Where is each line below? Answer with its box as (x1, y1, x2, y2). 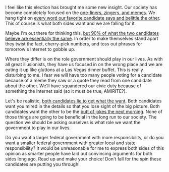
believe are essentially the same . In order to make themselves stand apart (5, 35, 158, 41)
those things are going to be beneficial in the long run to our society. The (5, 114, 157, 120)
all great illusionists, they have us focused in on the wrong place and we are (5, 62, 163, 67)
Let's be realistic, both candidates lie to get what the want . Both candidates (5, 98, 162, 104)
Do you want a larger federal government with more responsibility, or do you (5, 135, 164, 140)
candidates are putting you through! (5, 161, 80, 167)
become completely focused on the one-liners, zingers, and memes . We (5, 10, 155, 16)
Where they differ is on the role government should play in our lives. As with (5, 56, 163, 62)
